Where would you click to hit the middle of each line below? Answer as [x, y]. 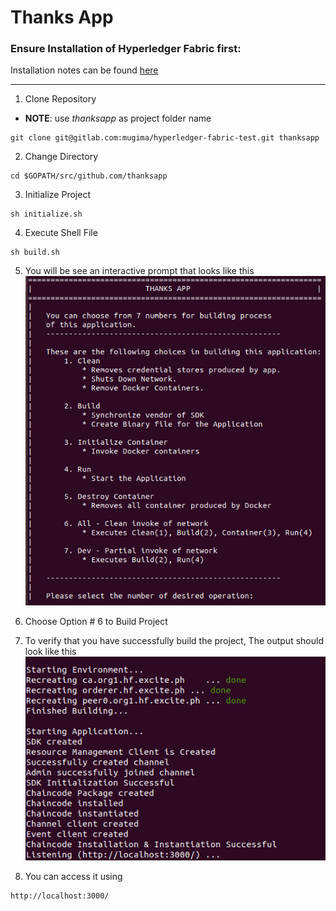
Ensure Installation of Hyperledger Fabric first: [126, 49]
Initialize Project [57, 195]
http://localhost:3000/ [60, 896]
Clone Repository [60, 99]
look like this [50, 652]
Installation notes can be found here [84, 70]
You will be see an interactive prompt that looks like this [139, 271]
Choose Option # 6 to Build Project [96, 622]
